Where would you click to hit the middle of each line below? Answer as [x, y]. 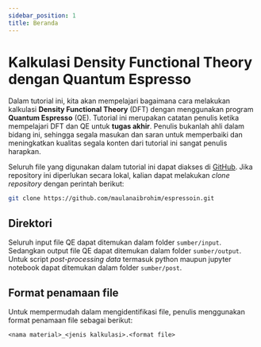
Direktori [31, 223]
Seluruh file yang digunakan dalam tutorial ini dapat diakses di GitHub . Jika [130, 167]
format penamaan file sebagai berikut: [71, 320]
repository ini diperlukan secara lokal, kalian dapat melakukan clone [119, 175]
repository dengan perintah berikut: [66, 184]
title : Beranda [33, 23]
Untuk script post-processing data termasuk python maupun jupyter [120, 260]
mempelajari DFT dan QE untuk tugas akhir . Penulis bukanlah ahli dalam [126, 126]
